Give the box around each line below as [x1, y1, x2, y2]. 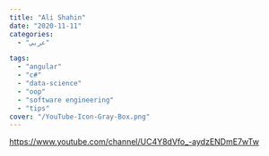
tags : [9, 54, 30, 63]
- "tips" [17, 103, 50, 112]
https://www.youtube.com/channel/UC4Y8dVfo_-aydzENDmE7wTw [9, 136, 260, 147]
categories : [9, 29, 54, 38]
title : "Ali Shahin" [9, 12, 87, 22]
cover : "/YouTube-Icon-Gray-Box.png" [9, 112, 151, 121]
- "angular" [17, 62, 63, 71]
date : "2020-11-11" [9, 21, 82, 30]
